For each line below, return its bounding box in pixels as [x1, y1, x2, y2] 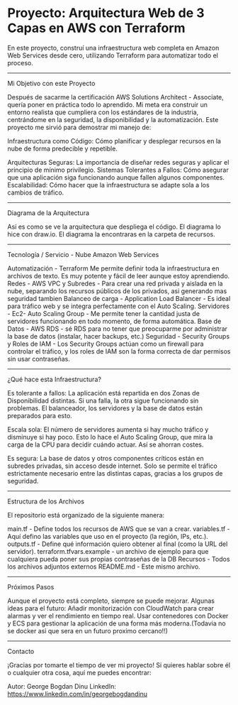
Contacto [7, 647, 35, 655]
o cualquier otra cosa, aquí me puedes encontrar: [7, 668, 152, 677]
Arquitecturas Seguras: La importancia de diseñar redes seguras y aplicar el [7, 158, 229, 166]
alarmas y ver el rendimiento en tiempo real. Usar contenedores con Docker [7, 611, 229, 620]
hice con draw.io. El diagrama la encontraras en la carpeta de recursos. [7, 229, 215, 239]
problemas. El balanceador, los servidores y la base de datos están [7, 403, 203, 412]
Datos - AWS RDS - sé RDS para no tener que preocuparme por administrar [7, 324, 228, 333]
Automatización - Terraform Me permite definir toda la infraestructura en [7, 264, 220, 273]
